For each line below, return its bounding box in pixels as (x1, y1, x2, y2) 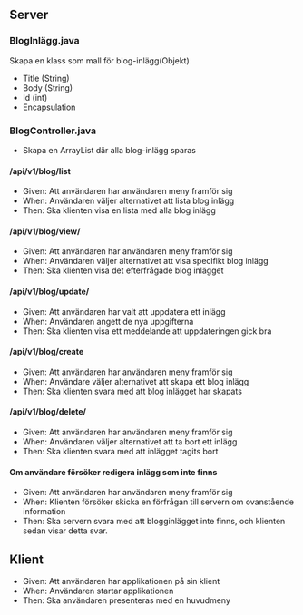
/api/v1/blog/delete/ (9, 406, 87, 417)
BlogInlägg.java (9, 34, 80, 47)
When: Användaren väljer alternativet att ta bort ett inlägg (22, 436, 238, 447)
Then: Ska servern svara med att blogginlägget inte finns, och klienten (22, 516, 286, 527)
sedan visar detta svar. (22, 525, 108, 536)
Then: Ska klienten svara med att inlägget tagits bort (22, 446, 219, 456)
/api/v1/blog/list (9, 165, 71, 176)
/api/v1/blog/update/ (9, 286, 90, 297)
